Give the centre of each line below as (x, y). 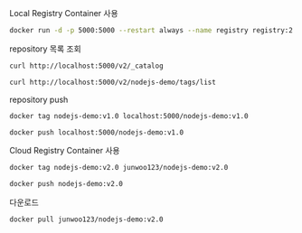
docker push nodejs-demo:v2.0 (66, 184)
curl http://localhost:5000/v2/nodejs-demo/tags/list (113, 82)
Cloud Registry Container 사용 (65, 151)
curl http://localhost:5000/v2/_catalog (87, 66)
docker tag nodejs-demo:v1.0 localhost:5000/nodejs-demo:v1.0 (129, 116)
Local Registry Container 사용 (64, 13)
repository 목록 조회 (45, 49)
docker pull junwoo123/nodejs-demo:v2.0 (87, 219)
